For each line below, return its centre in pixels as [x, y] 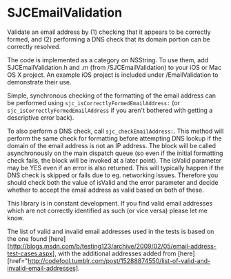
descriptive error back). [41, 117]
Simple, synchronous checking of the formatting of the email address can [111, 96]
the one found [27, 238]
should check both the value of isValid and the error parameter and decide [113, 182]
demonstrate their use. [39, 82]
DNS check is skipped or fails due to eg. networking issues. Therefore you [113, 175]
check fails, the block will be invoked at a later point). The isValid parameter [114, 160]
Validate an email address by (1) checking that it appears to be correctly [109, 32]
